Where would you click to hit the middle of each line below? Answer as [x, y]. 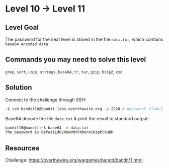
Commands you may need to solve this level [76, 60]
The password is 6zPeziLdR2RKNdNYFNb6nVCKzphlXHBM [59, 132]
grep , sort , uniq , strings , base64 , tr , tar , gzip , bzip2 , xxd [64, 71]
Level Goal [22, 27]
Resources [22, 148]
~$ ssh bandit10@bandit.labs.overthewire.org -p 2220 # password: [76, 109]
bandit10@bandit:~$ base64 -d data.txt [47, 128]
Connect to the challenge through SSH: [46, 100]
